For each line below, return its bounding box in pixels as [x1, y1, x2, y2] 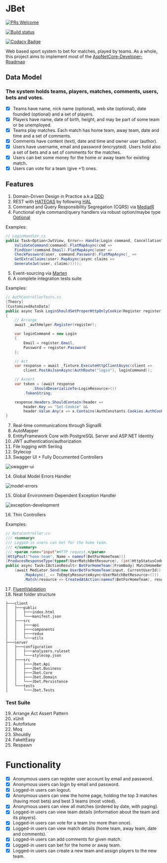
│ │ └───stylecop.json [5, 653, 61, 658]
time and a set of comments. [12, 132, 71, 139]
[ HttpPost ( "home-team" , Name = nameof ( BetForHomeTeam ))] [5, 554, 126, 559]
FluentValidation [12, 586, 46, 592]
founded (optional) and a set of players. [12, 111, 94, 117]
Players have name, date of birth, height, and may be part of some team [12, 116, 160, 122]
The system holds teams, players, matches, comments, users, [5, 88, 159, 95]
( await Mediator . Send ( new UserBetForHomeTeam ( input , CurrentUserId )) [14, 568, 162, 573]
